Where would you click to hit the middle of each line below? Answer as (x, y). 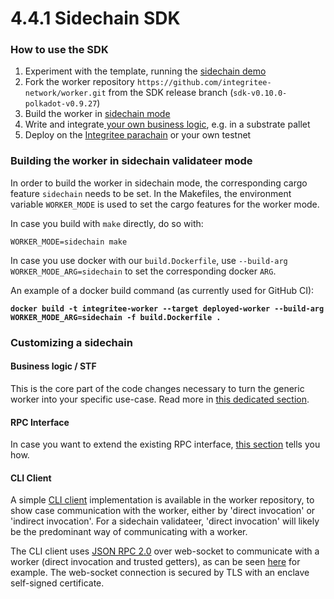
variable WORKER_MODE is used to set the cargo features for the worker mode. (165, 204)
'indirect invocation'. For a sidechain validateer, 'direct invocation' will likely (165, 521)
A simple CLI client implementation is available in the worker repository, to (162, 500)
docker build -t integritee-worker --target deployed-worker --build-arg (167, 308)
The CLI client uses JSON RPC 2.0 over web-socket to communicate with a (165, 551)
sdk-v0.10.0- (260, 93)
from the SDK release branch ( (171, 93)
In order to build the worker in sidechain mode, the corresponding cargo (159, 183)
